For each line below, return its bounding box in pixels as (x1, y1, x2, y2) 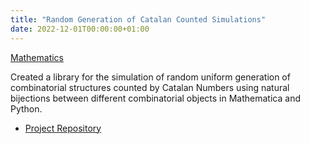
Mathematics (10, 51, 65, 63)
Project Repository (24, 122, 102, 134)
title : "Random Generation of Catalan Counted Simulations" (10, 14, 267, 25)
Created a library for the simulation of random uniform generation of (10, 71, 291, 83)
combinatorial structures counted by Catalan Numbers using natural (10, 81, 290, 93)
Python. (10, 102, 43, 115)
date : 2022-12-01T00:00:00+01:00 (10, 24, 150, 34)
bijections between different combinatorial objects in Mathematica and (10, 92, 301, 104)
